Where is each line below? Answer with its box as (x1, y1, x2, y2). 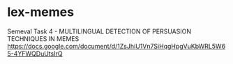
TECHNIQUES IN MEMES (7, 34, 80, 42)
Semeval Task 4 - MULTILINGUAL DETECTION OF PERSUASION (7, 27, 192, 35)
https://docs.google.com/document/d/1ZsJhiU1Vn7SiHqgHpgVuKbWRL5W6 (7, 42, 226, 50)
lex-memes (7, 4, 75, 20)
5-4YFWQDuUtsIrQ (7, 49, 63, 58)
